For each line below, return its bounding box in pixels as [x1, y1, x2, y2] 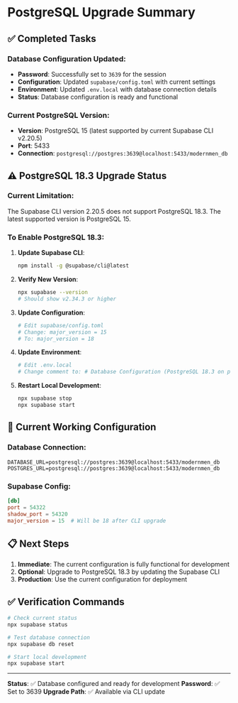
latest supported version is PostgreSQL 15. [7, 214, 131, 223]
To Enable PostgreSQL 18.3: [7, 232, 105, 242]
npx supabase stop [17, 395, 72, 402]
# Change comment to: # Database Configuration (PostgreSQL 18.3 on [17, 369, 225, 376]
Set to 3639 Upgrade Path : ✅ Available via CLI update [7, 687, 165, 696]
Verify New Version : [17, 275, 79, 284]
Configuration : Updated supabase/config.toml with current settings [17, 77, 216, 86]
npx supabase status [7, 621, 69, 628]
